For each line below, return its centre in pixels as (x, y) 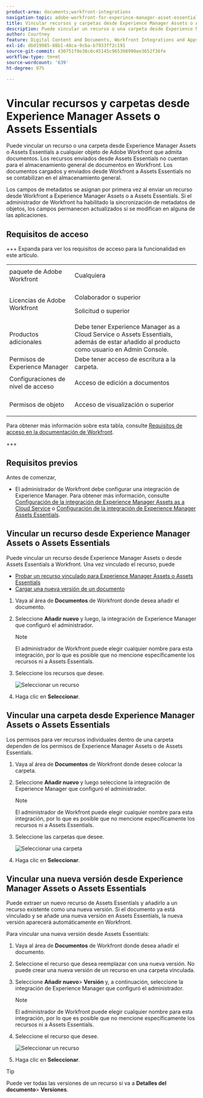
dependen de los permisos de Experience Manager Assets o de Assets (95, 746)
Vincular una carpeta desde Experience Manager (101, 716)
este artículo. (23, 255)
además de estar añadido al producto (127, 342)
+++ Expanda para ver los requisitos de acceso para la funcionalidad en (96, 249)
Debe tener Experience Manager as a (127, 327)
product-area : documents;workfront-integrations (69, 12)
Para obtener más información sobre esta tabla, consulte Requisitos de (95, 426)
